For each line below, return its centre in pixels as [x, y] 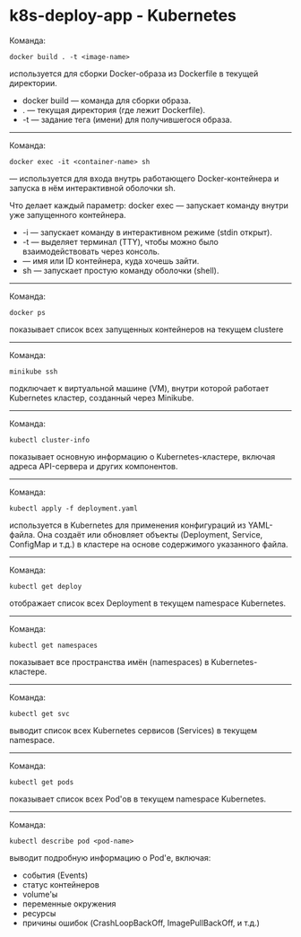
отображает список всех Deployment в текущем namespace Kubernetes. [148, 603]
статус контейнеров [61, 884]
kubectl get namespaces [54, 645]
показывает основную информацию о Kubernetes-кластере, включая [142, 456]
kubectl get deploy [46, 586]
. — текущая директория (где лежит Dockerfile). [114, 109]
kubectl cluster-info [50, 440]
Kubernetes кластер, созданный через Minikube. [102, 398]
